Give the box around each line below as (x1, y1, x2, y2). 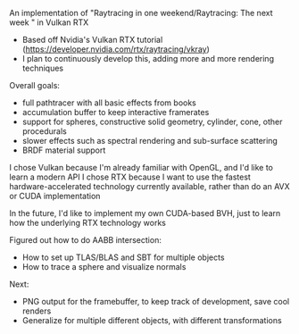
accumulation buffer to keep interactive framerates (21, 107, 210, 117)
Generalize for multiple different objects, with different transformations (21, 315, 283, 325)
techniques (21, 63, 64, 73)
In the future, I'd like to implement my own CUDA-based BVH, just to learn (9, 208, 281, 218)
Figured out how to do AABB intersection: (9, 235, 162, 245)
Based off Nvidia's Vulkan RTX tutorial (21, 35, 163, 45)
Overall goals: (9, 80, 61, 90)
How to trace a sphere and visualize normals (21, 262, 187, 271)
